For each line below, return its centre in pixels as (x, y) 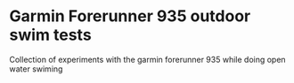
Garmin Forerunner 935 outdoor (130, 16)
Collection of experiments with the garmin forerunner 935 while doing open (148, 59)
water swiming (36, 69)
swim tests (50, 35)
